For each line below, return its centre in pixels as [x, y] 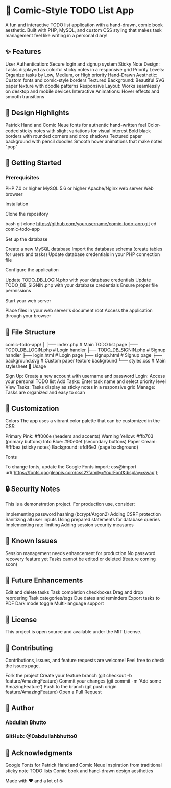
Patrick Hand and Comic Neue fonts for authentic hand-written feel [76, 125]
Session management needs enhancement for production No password [80, 553]
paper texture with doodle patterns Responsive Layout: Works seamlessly [83, 86]
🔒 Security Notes [33, 489]
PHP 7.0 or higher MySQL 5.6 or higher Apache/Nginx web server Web [79, 188]
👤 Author [20, 708]
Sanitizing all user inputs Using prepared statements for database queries [83, 519]
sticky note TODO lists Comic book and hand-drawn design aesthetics [79, 771]
